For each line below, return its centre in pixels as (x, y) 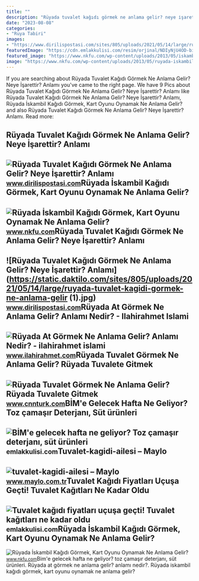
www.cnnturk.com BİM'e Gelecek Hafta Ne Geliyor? (97, 403)
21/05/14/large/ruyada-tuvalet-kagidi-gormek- (95, 289)
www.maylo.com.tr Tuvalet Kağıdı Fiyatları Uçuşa (93, 481)
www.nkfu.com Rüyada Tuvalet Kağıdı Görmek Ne (95, 231)
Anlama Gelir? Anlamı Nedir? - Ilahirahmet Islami (97, 317)
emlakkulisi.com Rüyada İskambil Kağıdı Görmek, (93, 529)
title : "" (18, 12)
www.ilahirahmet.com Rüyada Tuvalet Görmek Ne (92, 355)
